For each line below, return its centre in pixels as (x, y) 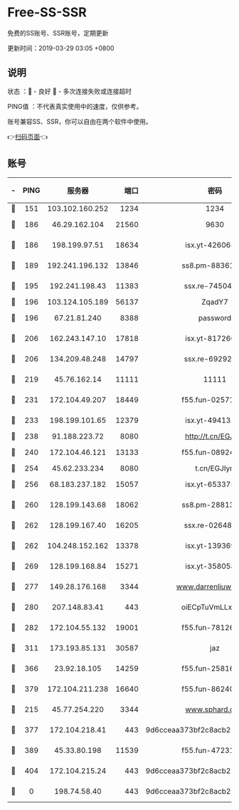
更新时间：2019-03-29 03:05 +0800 (61, 48)
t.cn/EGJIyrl (215, 468)
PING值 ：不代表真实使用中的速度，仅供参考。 (75, 106)
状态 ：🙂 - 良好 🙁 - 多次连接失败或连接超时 (69, 91)
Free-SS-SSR (47, 12)
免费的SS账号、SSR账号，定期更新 (58, 33)
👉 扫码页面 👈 (28, 137)
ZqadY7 (215, 302)
